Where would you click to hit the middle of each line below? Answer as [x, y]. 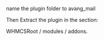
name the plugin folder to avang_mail [51, 9]
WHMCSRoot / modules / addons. [47, 31]
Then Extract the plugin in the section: [52, 20]
